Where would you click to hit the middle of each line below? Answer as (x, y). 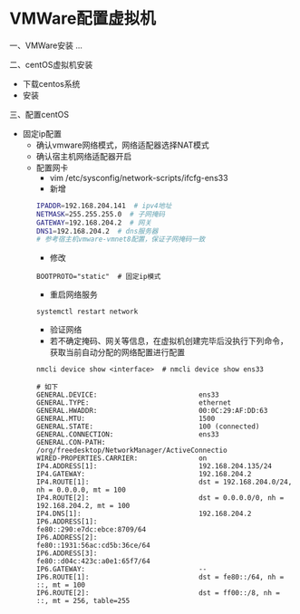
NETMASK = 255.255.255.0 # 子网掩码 (101, 214)
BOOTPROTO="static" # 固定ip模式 (98, 277)
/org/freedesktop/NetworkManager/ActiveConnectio (132, 451)
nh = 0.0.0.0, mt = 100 (81, 490)
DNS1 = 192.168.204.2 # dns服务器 (97, 231)
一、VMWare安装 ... (46, 45)
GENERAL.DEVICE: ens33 (127, 395)
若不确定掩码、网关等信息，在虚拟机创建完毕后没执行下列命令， (169, 341)
